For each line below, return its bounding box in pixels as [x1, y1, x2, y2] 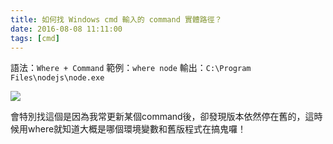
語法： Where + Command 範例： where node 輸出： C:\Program [10, 62, 252, 74]
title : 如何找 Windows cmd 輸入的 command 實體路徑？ [10, 14, 223, 25]
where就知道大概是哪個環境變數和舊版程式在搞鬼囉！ [27, 123, 247, 135]
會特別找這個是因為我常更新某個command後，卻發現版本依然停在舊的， [10, 111, 306, 123]
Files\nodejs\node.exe [10, 73, 105, 83]
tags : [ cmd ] [10, 33, 60, 43]
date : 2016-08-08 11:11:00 [10, 24, 123, 34]
